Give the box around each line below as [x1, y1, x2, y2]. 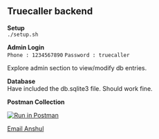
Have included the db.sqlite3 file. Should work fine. [7, 84, 153, 92]
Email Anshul [7, 124, 44, 133]
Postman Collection [7, 98, 65, 106]
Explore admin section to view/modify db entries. [7, 63, 147, 72]
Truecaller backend [7, 6, 93, 17]
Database [7, 77, 36, 85]
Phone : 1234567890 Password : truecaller [7, 52, 130, 58]
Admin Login [7, 43, 45, 51]
